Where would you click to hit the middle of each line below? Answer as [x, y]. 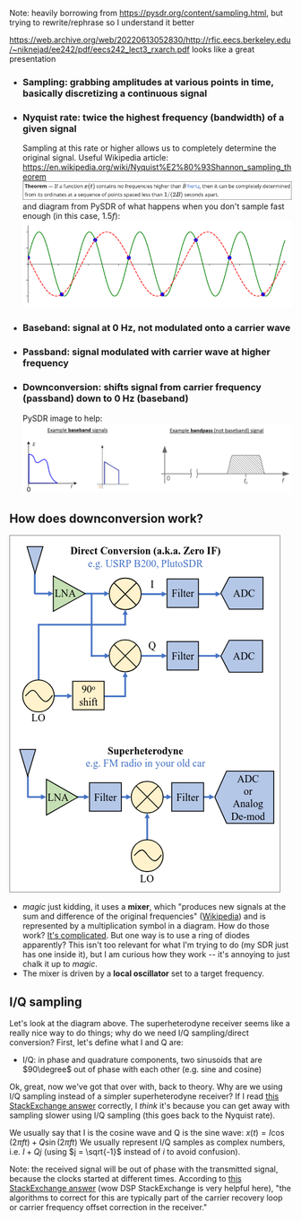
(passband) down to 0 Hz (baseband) [105, 398]
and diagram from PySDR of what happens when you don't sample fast [153, 206]
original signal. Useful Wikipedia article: [95, 158]
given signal [49, 128]
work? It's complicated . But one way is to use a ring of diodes [136, 936]
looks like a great [223, 49]
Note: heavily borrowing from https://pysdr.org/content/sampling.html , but [146, 13]
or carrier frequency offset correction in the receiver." [108, 1207]
